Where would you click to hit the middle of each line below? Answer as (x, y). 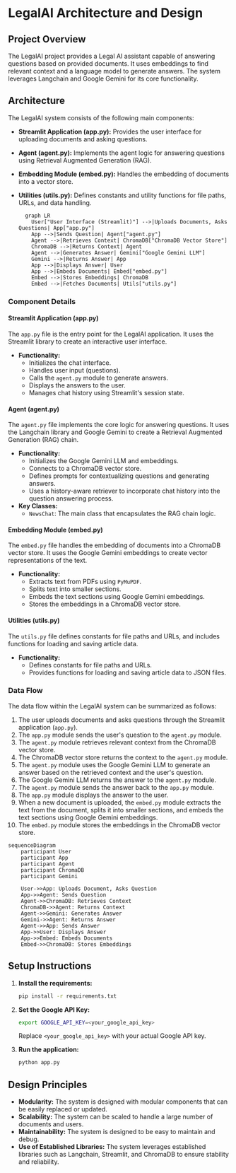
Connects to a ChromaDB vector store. (85, 469)
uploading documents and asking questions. (83, 139)
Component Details (42, 301)
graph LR (38, 216)
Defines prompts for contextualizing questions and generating (119, 476)
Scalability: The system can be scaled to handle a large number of (116, 1117)
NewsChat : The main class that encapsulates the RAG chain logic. (122, 513)
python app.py (39, 1063)
